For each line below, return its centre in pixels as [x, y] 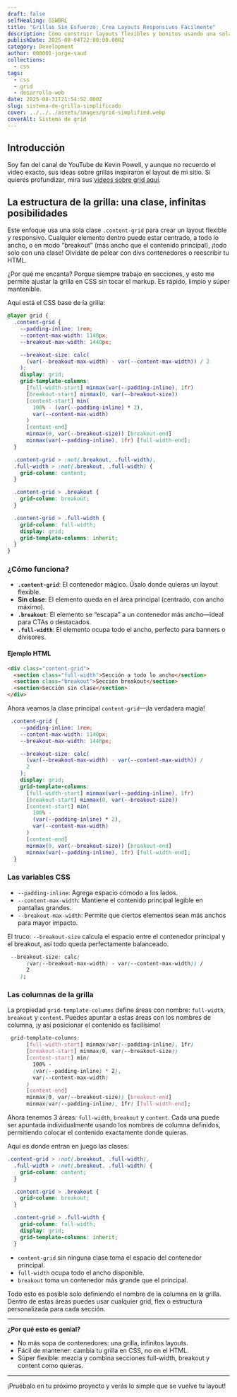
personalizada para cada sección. [56, 1309]
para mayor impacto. [48, 922]
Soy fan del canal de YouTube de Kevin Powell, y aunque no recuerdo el [112, 165]
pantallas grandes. [44, 907]
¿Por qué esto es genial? [44, 1329]
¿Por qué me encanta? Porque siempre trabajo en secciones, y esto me [111, 274]
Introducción [36, 148]
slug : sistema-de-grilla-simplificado [64, 106]
